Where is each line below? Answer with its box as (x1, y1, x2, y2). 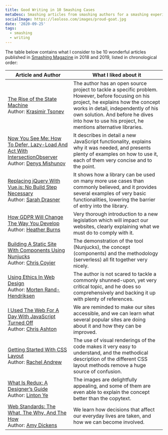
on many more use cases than (73, 177, 144, 184)
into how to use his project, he (73, 117, 144, 124)
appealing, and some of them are (73, 382, 151, 389)
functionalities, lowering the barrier (73, 196, 156, 203)
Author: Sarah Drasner (7, 196, 60, 203)
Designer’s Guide (7, 385, 48, 392)
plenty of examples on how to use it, (73, 150, 158, 157)
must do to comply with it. (73, 229, 134, 236)
